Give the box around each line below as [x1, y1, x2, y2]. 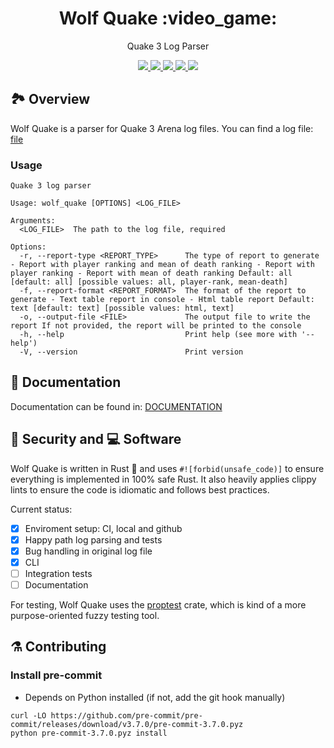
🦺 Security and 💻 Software [10, 431, 182, 448]
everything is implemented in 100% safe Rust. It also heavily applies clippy [10, 473, 317, 485]
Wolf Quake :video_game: [58, 7, 278, 30]
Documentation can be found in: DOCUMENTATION [10, 400, 223, 412]
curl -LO [10, 710, 47, 721]
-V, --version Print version [19, 347, 244, 357]
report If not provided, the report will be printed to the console [10, 321, 302, 331]
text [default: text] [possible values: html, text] [10, 303, 235, 314]
